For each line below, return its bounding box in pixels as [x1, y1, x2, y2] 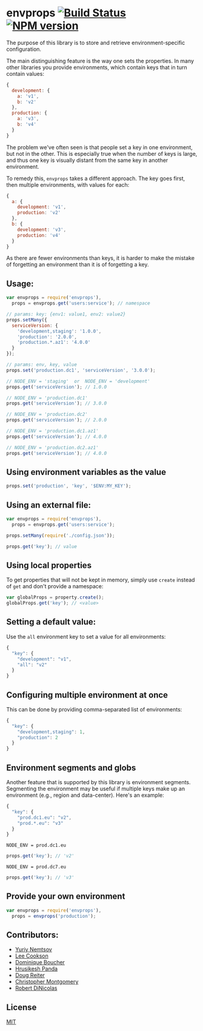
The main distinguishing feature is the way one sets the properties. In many [6, 57, 195, 64]
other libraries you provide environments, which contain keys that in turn [6, 64, 187, 71]
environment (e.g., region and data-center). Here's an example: [6, 791, 165, 799]
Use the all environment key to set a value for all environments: [6, 633, 166, 640]
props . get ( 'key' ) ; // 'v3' [6, 875, 75, 881]
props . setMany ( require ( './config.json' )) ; [6, 532, 115, 539]
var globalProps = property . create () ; [6, 594, 104, 600]
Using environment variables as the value [6, 467, 167, 477]
